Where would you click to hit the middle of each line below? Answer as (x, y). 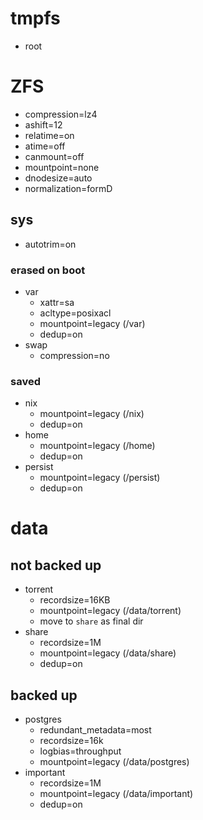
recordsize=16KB (75, 600)
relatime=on (49, 135)
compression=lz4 (61, 114)
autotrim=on (50, 244)
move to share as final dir (91, 621)
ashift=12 (43, 124)
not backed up (56, 565)
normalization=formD (68, 188)
